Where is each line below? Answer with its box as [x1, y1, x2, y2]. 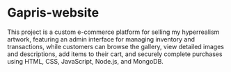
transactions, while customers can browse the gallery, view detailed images [7, 42, 225, 51]
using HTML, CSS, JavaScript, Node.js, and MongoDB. [7, 57, 164, 65]
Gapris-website [7, 5, 99, 21]
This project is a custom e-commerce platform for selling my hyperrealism [7, 28, 220, 36]
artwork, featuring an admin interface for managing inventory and [7, 35, 196, 43]
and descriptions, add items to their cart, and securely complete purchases [7, 50, 223, 58]
